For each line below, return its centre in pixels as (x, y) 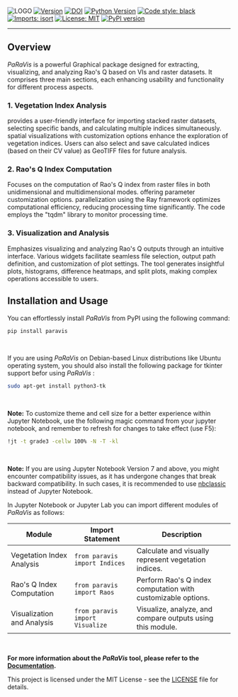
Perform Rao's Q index (174, 580)
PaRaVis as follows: (36, 513)
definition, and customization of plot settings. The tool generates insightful (116, 263)
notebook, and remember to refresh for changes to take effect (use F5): (112, 429)
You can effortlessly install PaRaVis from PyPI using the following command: (119, 318)
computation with (165, 589)
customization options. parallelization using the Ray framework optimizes (114, 200)
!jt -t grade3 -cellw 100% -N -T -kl (63, 442)
